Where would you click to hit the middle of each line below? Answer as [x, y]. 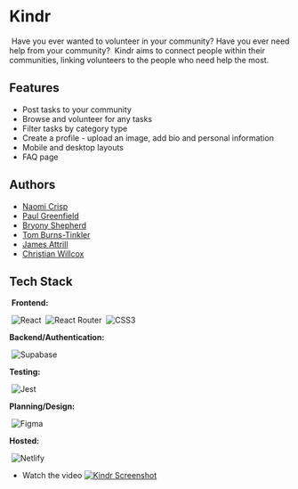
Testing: [25, 372]
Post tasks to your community [77, 110]
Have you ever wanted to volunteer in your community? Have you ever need [150, 41]
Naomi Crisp [45, 206]
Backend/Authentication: [57, 338]
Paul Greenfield [50, 216]
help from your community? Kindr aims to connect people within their [137, 50]
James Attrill [45, 244]
